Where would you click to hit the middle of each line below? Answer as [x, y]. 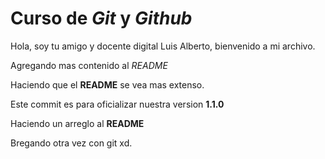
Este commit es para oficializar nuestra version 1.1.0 [117, 104]
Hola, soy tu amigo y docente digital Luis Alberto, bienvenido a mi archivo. [163, 46]
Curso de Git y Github [101, 18]
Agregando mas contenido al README [89, 65]
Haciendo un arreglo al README [77, 123]
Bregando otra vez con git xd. [71, 143]
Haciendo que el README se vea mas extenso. [107, 84]
